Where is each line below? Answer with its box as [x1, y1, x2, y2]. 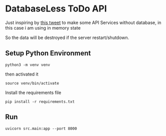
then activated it [5, 71, 38, 77]
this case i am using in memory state [5, 24, 81, 30]
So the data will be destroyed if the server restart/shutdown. [5, 34, 129, 40]
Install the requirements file [5, 89, 61, 95]
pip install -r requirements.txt [5, 99, 75, 104]
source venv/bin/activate [5, 80, 59, 85]
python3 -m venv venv [5, 62, 50, 67]
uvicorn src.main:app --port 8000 [5, 126, 77, 131]
